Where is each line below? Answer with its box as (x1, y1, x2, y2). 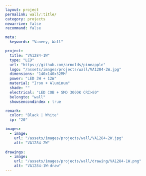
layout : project (5, 7, 39, 12)
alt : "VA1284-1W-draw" (14, 164, 61, 169)
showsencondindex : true (9, 99, 61, 104)
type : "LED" (9, 58, 35, 63)
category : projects (5, 16, 46, 21)
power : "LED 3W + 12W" (9, 76, 57, 81)
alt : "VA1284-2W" (14, 140, 50, 145)
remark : (5, 108, 21, 113)
